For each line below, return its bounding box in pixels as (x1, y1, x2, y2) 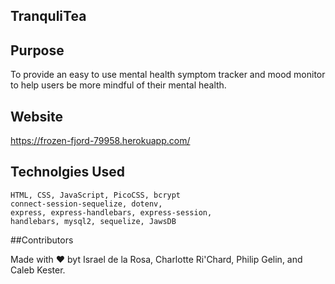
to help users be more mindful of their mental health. (10, 79, 227, 91)
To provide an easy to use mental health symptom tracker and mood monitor (10, 69, 326, 81)
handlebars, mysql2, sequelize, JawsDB (10, 216, 177, 226)
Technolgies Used (10, 164, 126, 181)
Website (10, 108, 63, 125)
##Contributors (10, 234, 74, 246)
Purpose (10, 42, 65, 59)
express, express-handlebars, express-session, (10, 207, 213, 218)
